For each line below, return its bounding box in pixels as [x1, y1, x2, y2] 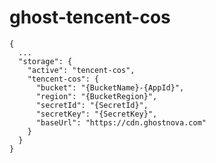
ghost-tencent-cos [9, 6, 171, 29]
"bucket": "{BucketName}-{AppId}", [35, 82, 185, 93]
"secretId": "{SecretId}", [35, 100, 149, 110]
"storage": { [18, 56, 73, 66]
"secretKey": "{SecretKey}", [35, 109, 158, 119]
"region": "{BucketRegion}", [35, 91, 158, 101]
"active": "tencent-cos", [27, 65, 136, 75]
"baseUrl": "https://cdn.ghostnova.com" [35, 117, 207, 128]
